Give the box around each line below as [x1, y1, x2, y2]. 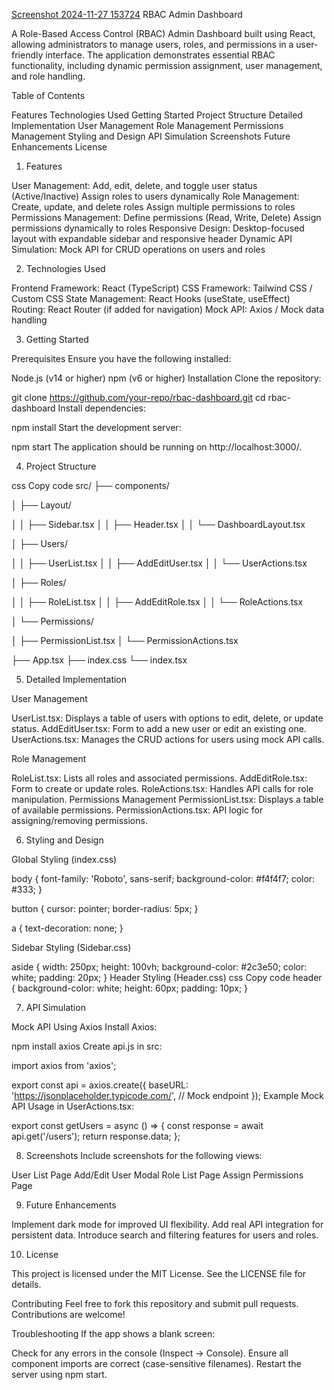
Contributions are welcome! [11, 1309, 126, 1320]
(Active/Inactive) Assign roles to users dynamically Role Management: [11, 190, 300, 202]
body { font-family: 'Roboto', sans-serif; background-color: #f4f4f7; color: [11, 873, 316, 884]
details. [11, 1279, 42, 1290]
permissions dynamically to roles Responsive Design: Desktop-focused [11, 222, 305, 234]
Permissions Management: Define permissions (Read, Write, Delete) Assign [11, 212, 322, 223]
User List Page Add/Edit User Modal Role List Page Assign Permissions [11, 1169, 304, 1181]
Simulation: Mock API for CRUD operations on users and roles [11, 244, 266, 255]
